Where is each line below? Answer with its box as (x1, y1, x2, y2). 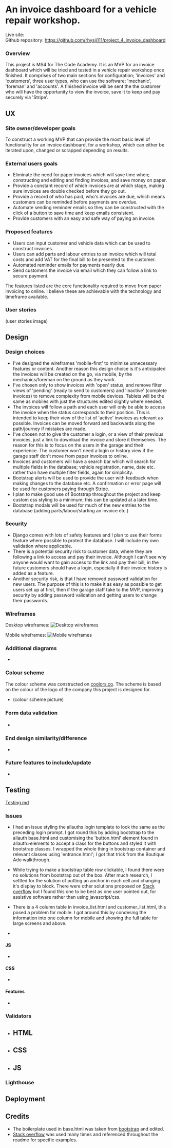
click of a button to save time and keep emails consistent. (12, 210, 135, 216)
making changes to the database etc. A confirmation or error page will (12, 480, 162, 486)
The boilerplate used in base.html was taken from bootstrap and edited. (12, 1125, 164, 1132)
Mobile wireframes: (5, 632, 46, 638)
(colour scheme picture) (12, 696, 64, 702)
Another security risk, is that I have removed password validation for (12, 576, 158, 582)
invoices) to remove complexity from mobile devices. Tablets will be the (12, 393, 164, 399)
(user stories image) (5, 318, 48, 324)
